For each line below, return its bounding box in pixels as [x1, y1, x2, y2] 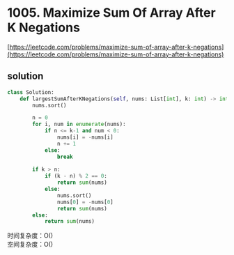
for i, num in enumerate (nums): [32, 121, 127, 128]
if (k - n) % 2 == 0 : [44, 173, 108, 180]
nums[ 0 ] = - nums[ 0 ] [56, 199, 114, 206]
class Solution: [7, 88, 54, 95]
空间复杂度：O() [7, 240, 54, 249]
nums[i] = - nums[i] [56, 134, 114, 141]
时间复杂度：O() [7, 231, 54, 240]
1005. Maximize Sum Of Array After [7, 5, 216, 21]
